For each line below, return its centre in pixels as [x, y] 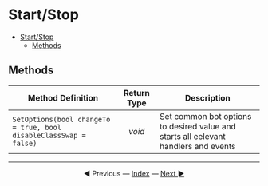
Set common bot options [205, 116]
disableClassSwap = [49, 135]
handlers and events [197, 146]
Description [207, 97]
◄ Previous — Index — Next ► [134, 173]
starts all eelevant [192, 136]
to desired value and [198, 126]
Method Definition [63, 97]
